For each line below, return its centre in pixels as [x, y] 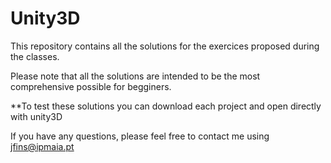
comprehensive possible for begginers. [91, 86]
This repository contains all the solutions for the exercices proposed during [165, 46]
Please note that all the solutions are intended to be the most [135, 76]
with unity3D [36, 116]
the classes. [35, 56]
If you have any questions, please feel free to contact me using [140, 136]
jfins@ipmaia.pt [42, 146]
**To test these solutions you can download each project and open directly [166, 106]
